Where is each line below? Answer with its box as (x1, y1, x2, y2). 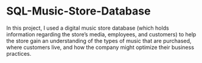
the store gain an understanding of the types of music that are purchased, (6, 37, 192, 44)
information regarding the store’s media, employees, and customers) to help (6, 30, 197, 38)
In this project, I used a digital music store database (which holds (6, 24, 169, 31)
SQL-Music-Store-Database (6, 4, 151, 18)
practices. (6, 50, 32, 57)
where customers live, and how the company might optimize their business (6, 44, 195, 51)
